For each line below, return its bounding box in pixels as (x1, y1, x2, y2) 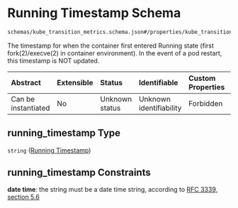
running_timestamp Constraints (7, 167, 151, 179)
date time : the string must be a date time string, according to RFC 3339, (7, 185, 218, 194)
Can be (11, 94, 35, 104)
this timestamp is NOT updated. (7, 56, 100, 65)
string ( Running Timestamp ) (7, 146, 91, 154)
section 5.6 (7, 193, 40, 202)
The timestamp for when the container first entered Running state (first (7, 41, 215, 50)
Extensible (56, 77, 93, 87)
